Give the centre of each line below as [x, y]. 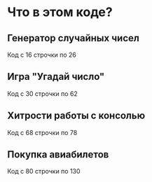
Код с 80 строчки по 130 [44, 171]
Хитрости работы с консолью [76, 116]
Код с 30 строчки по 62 [43, 93]
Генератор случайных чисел [74, 38]
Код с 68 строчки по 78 [42, 132]
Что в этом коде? [60, 12]
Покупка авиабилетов [58, 155]
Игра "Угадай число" [56, 77]
